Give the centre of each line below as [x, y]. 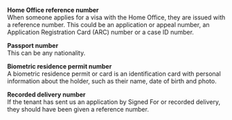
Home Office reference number [53, 10]
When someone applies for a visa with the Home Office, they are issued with [116, 17]
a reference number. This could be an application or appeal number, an [108, 25]
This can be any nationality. [46, 53]
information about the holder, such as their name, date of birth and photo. [112, 81]
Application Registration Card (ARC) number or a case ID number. [100, 32]
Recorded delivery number [46, 94]
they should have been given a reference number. [78, 109]
